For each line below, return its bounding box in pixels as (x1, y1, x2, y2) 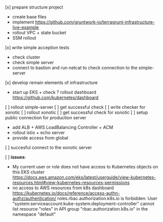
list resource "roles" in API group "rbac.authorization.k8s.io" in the (12, 206, 148, 212)
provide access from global (12, 135, 68, 141)
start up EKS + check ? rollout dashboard (12, 89, 97, 95)
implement (12, 19, 34, 25)
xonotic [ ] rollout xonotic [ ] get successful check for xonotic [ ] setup (5, 109, 148, 115)
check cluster (12, 54, 41, 60)
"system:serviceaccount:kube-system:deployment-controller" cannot (12, 201, 155, 207)
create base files (12, 14, 47, 19)
